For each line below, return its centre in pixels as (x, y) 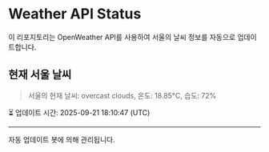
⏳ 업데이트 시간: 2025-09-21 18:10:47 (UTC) (79, 112)
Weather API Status (75, 14)
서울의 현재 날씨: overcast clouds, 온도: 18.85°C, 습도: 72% (122, 95)
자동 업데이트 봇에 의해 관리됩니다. (62, 139)
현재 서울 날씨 (40, 75)
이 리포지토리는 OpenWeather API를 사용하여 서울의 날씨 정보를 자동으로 (122, 37)
